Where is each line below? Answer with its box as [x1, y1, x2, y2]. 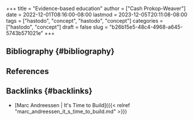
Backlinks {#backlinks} [6, 86, 92, 96]
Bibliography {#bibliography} [6, 47, 115, 57]
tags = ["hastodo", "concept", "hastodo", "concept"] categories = [6, 17, 164, 24]
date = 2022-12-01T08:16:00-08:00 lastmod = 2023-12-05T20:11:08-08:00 [6, 11, 188, 18]
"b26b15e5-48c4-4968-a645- [109, 23, 183, 30]
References [6, 66, 49, 76]
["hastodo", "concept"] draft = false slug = [6, 23, 108, 30]
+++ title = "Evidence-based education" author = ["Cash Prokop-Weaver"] [6, 5, 186, 12]
